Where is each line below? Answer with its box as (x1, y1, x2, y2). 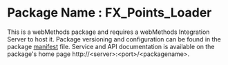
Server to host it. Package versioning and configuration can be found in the (7, 35, 221, 43)
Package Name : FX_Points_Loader (7, 5, 212, 21)
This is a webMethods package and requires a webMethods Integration (7, 28, 210, 36)
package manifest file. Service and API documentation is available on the (7, 42, 215, 50)
